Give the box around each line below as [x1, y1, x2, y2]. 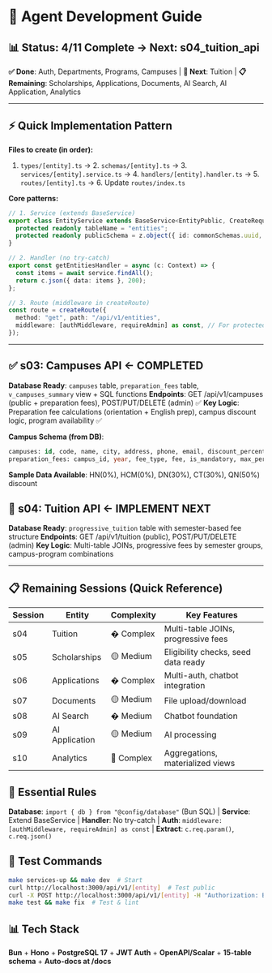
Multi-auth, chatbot [164, 669, 239, 681]
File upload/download [164, 695, 247, 706]
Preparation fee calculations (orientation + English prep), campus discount [8, 407, 257, 416]
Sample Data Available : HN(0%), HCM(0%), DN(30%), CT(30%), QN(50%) [8, 470, 261, 480]
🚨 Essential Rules [8, 785, 97, 799]
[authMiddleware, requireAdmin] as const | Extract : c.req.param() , [8, 824, 235, 833]
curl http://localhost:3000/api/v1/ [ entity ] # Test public [8, 884, 216, 892]
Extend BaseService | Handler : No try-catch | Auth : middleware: [8, 815, 223, 824]
